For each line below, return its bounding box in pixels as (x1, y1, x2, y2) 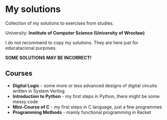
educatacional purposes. (5, 45, 57, 51)
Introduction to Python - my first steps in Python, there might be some (12, 93, 160, 99)
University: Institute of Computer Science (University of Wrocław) (5, 30, 145, 36)
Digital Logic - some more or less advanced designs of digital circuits (12, 82, 157, 88)
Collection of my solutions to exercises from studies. (5, 20, 114, 26)
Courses (5, 69, 33, 78)
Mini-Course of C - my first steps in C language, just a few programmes (12, 104, 162, 110)
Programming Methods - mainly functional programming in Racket (12, 109, 151, 115)
